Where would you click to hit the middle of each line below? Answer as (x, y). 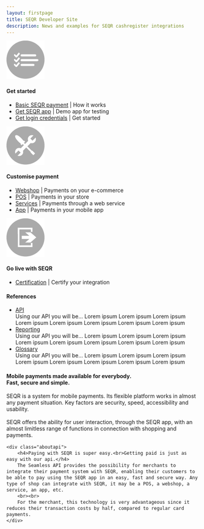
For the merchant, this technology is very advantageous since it (104, 503)
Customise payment (33, 177)
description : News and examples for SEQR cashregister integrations (95, 26)
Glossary (27, 349)
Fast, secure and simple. (38, 382)
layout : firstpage (30, 13)
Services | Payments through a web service (70, 203)
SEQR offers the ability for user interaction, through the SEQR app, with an (100, 422)
